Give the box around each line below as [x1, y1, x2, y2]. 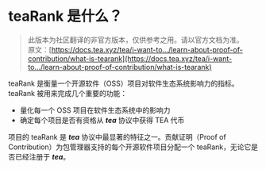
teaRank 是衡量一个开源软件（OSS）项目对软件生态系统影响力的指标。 [8, 79, 239, 88]
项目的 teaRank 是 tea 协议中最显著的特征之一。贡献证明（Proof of [8, 132, 226, 141]
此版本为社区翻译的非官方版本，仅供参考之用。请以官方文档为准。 [27, 35, 244, 44]
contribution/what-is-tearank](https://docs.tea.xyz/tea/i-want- [27, 53, 233, 63]
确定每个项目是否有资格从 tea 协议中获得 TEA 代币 [19, 115, 185, 125]
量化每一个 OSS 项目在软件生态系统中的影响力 [19, 105, 171, 115]
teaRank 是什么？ [8, 7, 123, 25]
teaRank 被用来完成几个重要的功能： [8, 88, 128, 98]
